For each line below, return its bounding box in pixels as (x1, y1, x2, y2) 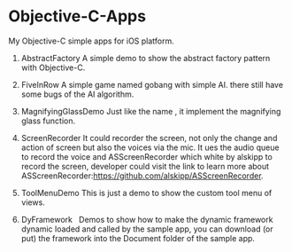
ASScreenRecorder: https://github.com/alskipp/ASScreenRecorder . (20, 170, 264, 181)
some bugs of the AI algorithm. (20, 89, 134, 99)
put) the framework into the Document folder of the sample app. (20, 232, 256, 243)
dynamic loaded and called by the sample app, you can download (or (20, 224, 273, 234)
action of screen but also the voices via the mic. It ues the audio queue (20, 142, 280, 153)
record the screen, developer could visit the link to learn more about (20, 161, 270, 171)
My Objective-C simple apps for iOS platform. (8, 35, 174, 46)
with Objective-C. (20, 62, 86, 73)
